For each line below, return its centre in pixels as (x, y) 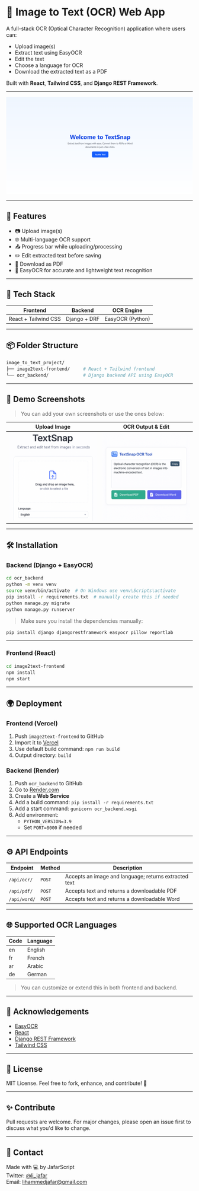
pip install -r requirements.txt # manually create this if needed (92, 597)
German (37, 975)
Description (128, 868)
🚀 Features (26, 216)
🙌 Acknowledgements (48, 1012)
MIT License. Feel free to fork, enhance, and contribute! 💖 (76, 1083)
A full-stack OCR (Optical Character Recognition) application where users (96, 28)
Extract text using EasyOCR (48, 52)
